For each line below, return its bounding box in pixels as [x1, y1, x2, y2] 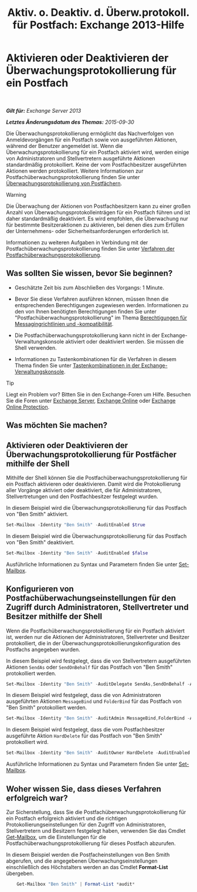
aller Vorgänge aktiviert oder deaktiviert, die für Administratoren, [6, 486, 162, 493]
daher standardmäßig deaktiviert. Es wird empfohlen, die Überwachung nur [6, 215, 189, 222]
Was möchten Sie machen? [6, 420, 108, 430]
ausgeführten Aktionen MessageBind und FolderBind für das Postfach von [6, 698, 182, 705]
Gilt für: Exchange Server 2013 [6, 107, 81, 114]
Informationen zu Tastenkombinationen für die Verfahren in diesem [14, 355, 177, 362]
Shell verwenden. [14, 344, 57, 351]
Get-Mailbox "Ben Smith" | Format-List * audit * [16, 881, 135, 887]
